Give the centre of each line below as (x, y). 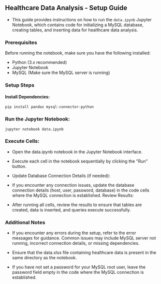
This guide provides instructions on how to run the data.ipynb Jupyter (82, 19)
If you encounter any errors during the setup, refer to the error (74, 233)
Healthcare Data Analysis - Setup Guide (66, 8)
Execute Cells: (22, 141)
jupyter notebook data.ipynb (34, 129)
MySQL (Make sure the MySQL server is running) (61, 73)
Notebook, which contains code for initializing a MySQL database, (78, 25)
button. (19, 166)
